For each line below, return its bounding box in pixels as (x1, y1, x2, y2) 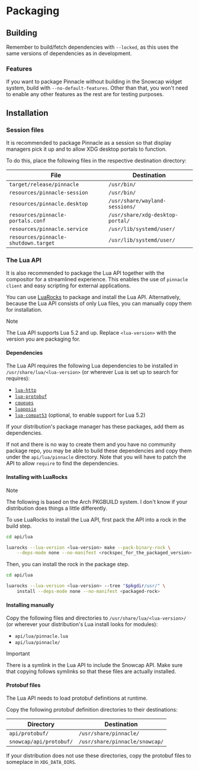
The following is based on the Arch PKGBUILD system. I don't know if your (6, 498, 188, 505)
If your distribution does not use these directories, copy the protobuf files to (6, 752, 191, 759)
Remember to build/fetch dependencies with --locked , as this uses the (6, 43, 179, 50)
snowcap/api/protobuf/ (9, 738, 73, 745)
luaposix (14, 407, 37, 413)
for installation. (6, 306, 43, 313)
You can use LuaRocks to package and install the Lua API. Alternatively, (6, 294, 181, 301)
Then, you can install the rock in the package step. (6, 561, 130, 568)
